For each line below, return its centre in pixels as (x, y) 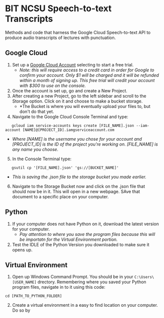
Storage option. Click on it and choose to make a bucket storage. (77, 101)
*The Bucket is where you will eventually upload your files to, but (85, 106)
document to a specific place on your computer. (60, 196)
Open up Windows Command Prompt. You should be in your (72, 277)
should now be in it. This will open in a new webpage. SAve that (76, 191)
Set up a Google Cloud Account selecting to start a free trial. (73, 64)
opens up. (22, 250)
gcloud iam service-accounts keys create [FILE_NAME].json (73, 126)
